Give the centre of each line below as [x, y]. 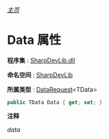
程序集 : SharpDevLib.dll [41, 60]
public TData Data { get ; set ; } [55, 102]
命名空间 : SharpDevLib [40, 75]
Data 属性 [34, 40]
